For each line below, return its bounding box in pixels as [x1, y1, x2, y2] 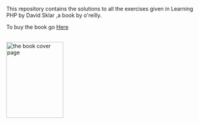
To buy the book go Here [6, 24, 69, 30]
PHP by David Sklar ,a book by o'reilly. [6, 12, 102, 19]
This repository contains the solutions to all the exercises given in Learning [6, 5, 194, 12]
